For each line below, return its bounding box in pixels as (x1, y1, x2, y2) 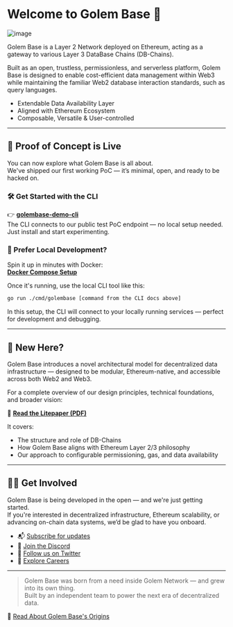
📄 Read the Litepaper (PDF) (7, 409, 87, 417)
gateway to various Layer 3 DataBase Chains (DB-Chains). (7, 50, 174, 58)
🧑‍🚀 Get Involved (7, 477, 78, 489)
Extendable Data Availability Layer (17, 99, 114, 107)
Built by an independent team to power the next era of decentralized (24, 591, 220, 599)
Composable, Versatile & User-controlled (17, 114, 135, 122)
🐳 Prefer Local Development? (7, 244, 107, 254)
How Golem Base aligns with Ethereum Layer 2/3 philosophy (17, 444, 191, 452)
